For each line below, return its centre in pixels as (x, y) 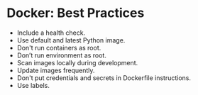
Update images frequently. (56, 70)
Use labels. (33, 85)
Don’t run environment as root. (62, 55)
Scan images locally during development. (77, 62)
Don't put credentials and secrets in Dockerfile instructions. (104, 78)
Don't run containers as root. (59, 47)
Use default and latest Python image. (71, 40)
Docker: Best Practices (76, 13)
